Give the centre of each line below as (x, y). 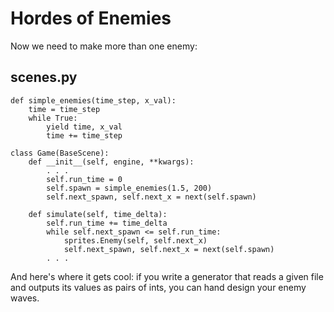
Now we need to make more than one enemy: (104, 46)
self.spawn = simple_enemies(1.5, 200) (129, 188)
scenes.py (44, 77)
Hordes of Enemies (91, 18)
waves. (25, 298)
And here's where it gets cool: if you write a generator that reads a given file (167, 276)
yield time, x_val (84, 127)
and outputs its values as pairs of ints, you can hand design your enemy (158, 287)
